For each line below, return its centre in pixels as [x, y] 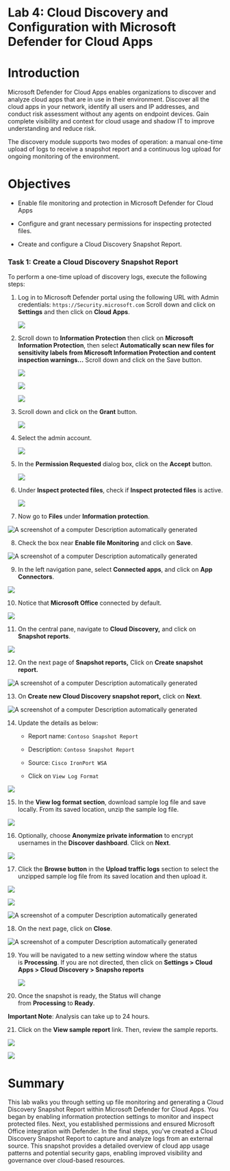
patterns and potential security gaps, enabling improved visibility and [105, 1153]
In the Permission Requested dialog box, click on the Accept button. [115, 464]
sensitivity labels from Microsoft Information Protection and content [117, 353]
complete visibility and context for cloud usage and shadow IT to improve [111, 121]
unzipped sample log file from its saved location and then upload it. [112, 876]
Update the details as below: [58, 723]
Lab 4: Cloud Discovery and [88, 13]
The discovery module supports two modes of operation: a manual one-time [115, 142]
